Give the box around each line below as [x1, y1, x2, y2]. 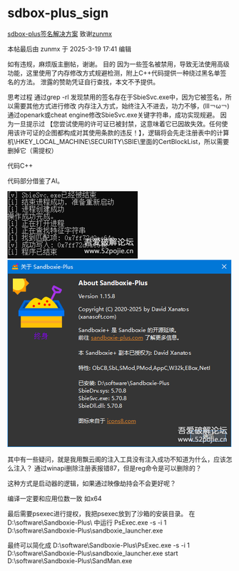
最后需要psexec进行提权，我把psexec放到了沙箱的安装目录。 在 [7, 509, 195, 518]
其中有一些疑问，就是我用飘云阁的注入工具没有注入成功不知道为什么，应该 [7, 455, 226, 463]
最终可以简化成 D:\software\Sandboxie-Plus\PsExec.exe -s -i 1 [7, 540, 190, 550]
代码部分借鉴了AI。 [7, 176, 64, 185]
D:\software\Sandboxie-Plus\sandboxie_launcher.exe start [7, 549, 178, 557]
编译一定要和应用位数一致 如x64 [7, 494, 102, 503]
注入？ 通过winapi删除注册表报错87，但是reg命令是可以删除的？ [13, 463, 202, 472]
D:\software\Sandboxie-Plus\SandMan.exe [7, 556, 133, 565]
